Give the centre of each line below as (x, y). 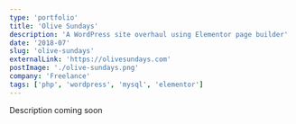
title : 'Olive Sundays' (54, 26)
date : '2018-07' (40, 43)
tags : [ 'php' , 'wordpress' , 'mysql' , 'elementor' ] (106, 84)
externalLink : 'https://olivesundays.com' (90, 59)
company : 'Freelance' (50, 76)
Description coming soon (56, 110)
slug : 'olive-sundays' (52, 51)
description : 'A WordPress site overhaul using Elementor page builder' (149, 34)
